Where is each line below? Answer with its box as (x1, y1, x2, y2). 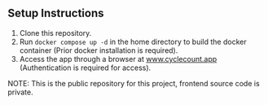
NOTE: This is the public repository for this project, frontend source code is (7, 78, 260, 88)
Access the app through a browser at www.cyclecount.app (19, 54, 217, 63)
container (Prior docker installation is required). (19, 45, 178, 55)
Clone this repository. (19, 28, 92, 37)
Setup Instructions (7, 7, 104, 20)
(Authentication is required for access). (19, 63, 152, 72)
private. (7, 87, 33, 97)
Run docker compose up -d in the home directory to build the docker (19, 37, 247, 46)
